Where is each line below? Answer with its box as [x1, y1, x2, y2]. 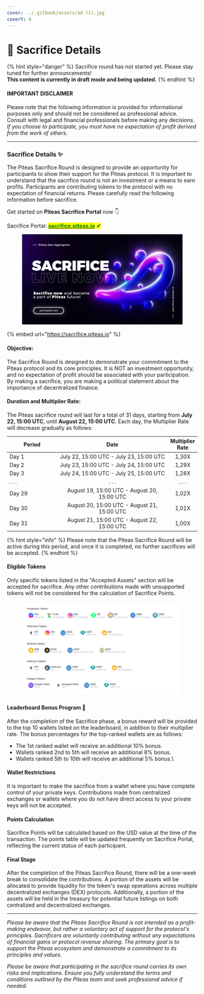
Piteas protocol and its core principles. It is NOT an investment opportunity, [7, 364, 194, 372]
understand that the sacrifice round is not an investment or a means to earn [7, 176, 196, 184]
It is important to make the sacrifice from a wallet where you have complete [7, 782, 196, 790]
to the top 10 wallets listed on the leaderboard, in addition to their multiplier [7, 724, 194, 731]
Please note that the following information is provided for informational [7, 103, 183, 110]
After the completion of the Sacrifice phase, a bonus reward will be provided [7, 717, 197, 725]
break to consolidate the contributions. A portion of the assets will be [7, 876, 179, 883]
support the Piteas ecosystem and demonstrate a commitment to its [7, 945, 177, 952]
